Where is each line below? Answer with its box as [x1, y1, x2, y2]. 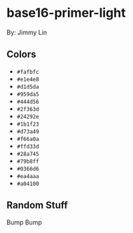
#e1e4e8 [16, 76, 39, 83]
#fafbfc [16, 68, 39, 75]
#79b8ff [16, 158, 39, 165]
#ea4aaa [16, 173, 39, 180]
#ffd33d [16, 142, 39, 150]
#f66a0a [16, 135, 39, 142]
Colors [6, 48, 36, 60]
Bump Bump [6, 218, 43, 226]
